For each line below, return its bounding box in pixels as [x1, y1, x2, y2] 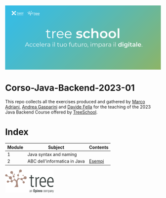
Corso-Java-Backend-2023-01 [5, 82, 135, 94]
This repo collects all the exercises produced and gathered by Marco [5, 99, 145, 105]
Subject [47, 144, 65, 150]
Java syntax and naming [27, 151, 77, 157]
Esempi [88, 158, 104, 164]
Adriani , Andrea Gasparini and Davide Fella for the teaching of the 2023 [5, 104, 151, 110]
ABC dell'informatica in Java [27, 158, 85, 164]
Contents [88, 144, 109, 150]
